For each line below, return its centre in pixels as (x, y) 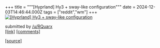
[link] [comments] (23, 31)
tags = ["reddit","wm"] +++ (70, 12)
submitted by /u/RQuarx (29, 26)
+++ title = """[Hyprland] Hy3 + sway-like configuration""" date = (70, 7)
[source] (14, 41)
